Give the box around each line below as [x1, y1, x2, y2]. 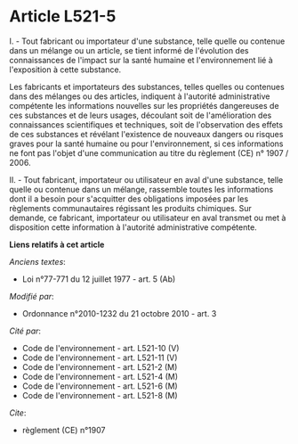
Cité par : [9, 325, 42, 336]
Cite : [9, 407, 27, 418]
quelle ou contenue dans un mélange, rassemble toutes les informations [9, 184, 274, 194]
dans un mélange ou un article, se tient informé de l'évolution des [9, 45, 249, 55]
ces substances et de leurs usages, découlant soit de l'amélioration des [9, 110, 272, 120]
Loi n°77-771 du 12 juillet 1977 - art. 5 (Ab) [21, 274, 176, 284]
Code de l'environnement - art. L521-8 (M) [21, 390, 178, 400]
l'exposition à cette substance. [9, 64, 122, 75]
